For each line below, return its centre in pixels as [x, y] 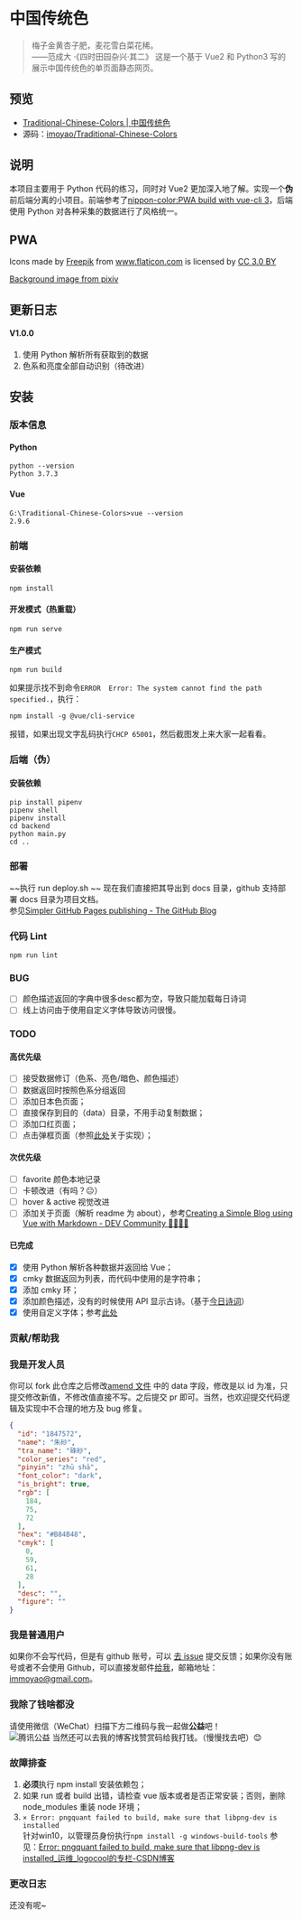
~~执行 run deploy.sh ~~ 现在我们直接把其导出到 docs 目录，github [135, 888]
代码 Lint [28, 936]
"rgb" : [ [34, 1493]
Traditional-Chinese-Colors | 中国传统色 [96, 122]
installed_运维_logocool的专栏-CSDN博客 [98, 1858]
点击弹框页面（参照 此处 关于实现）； [87, 1135]
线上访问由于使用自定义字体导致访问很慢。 [101, 1010]
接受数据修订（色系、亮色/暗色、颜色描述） [103, 1078]
